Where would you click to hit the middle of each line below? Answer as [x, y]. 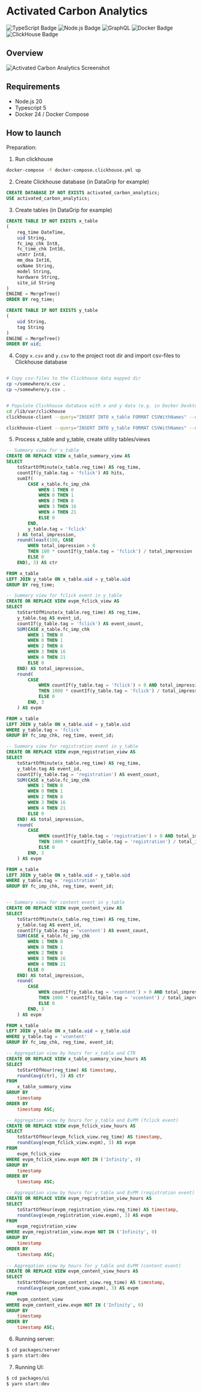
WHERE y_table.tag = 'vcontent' [47, 1037]
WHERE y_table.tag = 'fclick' [44, 730]
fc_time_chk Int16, [41, 249]
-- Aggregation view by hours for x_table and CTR [71, 1053]
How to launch [34, 133]
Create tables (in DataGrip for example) [63, 210]
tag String [31, 327]
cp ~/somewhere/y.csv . [36, 390]
